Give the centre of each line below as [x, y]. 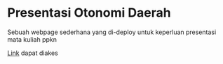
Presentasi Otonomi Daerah [89, 13]
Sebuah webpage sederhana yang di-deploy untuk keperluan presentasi [112, 32]
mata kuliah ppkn [32, 39]
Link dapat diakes [33, 53]
